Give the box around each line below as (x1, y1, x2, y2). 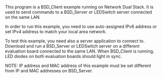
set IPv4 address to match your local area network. (5, 29, 107, 34)
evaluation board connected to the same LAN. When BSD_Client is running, (5, 48, 154, 54)
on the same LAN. (5, 14, 41, 20)
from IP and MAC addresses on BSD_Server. (5, 68, 93, 74)
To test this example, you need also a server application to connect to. (5, 38, 145, 44)
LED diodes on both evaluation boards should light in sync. (5, 53, 122, 59)
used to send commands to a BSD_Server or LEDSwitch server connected (5, 9, 152, 15)
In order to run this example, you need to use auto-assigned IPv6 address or (5, 24, 157, 29)
